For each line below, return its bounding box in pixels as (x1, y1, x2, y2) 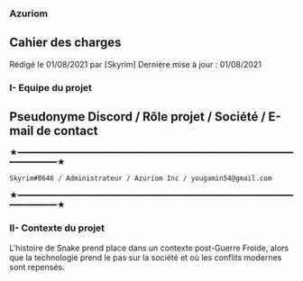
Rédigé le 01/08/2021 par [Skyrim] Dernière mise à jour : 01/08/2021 (9, 59, 262, 69)
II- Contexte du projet (9, 222, 106, 234)
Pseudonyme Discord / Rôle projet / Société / (9, 109, 266, 124)
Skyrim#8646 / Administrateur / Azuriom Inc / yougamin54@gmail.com (9, 174, 272, 183)
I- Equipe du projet (9, 81, 93, 94)
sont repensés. (9, 261, 65, 272)
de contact (35, 123, 98, 139)
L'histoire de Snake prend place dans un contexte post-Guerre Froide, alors (9, 242, 289, 253)
